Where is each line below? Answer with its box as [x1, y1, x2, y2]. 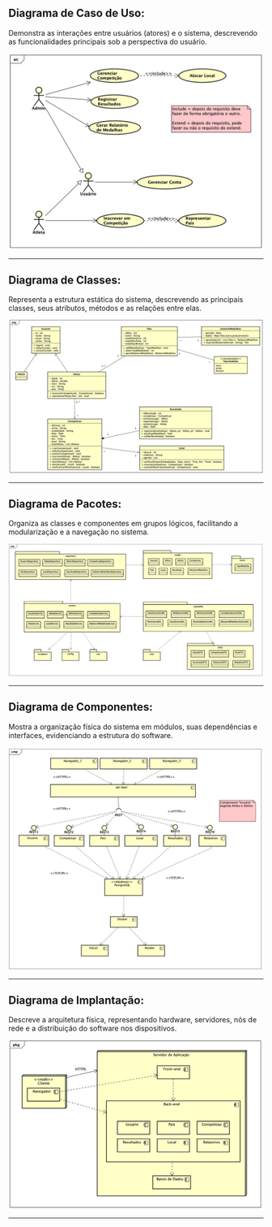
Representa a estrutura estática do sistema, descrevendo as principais [8, 295, 244, 305]
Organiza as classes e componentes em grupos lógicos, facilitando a [8, 519, 239, 529]
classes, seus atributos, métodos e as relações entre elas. [8, 304, 202, 313]
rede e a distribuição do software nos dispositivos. [8, 1023, 177, 1034]
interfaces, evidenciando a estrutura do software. [8, 730, 173, 740]
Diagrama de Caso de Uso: [8, 6, 145, 20]
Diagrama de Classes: [8, 274, 121, 287]
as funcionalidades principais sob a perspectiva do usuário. [8, 37, 208, 46]
